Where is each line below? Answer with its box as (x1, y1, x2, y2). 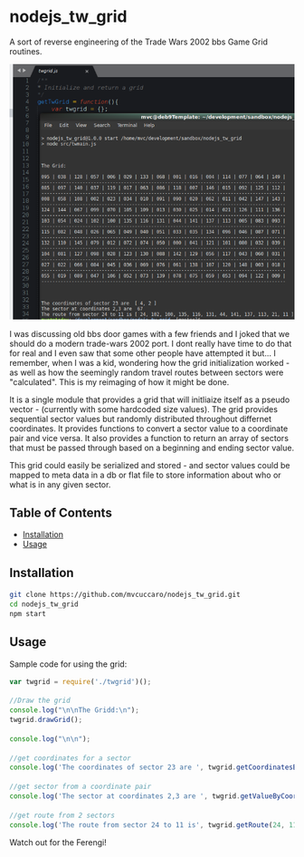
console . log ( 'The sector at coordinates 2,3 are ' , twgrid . (9, 792, 242, 801)
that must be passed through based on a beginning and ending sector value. (9, 442, 295, 453)
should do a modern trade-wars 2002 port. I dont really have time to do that (9, 338, 292, 349)
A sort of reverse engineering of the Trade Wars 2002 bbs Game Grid (9, 36, 269, 47)
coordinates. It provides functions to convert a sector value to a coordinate (9, 423, 289, 434)
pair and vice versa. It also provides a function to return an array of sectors (9, 432, 290, 443)
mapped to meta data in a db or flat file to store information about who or (9, 469, 282, 480)
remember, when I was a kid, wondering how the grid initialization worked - (9, 357, 290, 368)
